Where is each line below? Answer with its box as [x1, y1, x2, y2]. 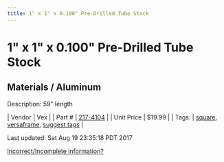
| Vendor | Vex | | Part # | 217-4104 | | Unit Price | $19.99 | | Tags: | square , [7, 113, 218, 121]
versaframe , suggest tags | [7, 120, 84, 128]
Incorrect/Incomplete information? [7, 147, 104, 155]
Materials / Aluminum [7, 82, 102, 93]
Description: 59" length [7, 100, 74, 108]
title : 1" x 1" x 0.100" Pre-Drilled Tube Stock [7, 10, 149, 17]
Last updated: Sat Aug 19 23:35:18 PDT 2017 [7, 133, 133, 141]
